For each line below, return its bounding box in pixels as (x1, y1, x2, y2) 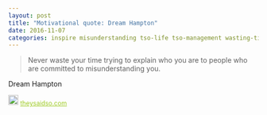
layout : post (8, 11, 52, 20)
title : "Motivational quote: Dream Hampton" (8, 19, 158, 27)
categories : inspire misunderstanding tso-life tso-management (8, 33, 222, 42)
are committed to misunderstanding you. (27, 64, 161, 74)
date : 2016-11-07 (8, 26, 66, 34)
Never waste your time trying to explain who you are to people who (27, 56, 248, 65)
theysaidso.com (20, 99, 68, 108)
